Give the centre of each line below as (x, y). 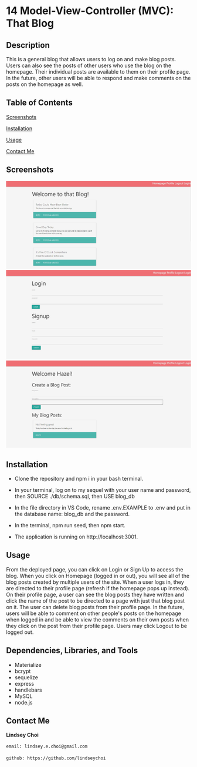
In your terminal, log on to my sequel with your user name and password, (103, 490)
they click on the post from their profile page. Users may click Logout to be (97, 626)
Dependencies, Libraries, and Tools (72, 651)
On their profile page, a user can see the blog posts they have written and (95, 594)
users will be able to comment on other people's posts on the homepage (94, 613)
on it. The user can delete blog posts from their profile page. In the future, (95, 607)
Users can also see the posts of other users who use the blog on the (89, 65)
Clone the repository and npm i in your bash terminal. (79, 478)
